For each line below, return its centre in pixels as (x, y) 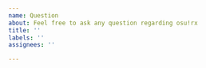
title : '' (25, 30)
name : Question (34, 15)
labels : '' (26, 38)
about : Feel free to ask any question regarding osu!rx (103, 23)
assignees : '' (32, 45)
